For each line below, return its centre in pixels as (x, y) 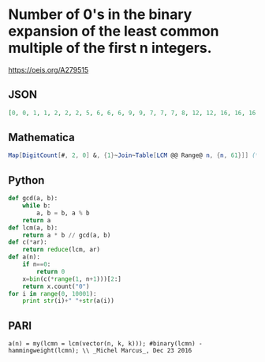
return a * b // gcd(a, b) (67, 235)
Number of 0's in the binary (100, 15)
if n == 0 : (37, 264)
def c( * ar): (28, 242)
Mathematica (41, 138)
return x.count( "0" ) (56, 286)
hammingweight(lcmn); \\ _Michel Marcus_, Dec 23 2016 (100, 351)
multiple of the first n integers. (110, 48)
